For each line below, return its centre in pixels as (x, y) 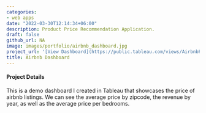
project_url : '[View (33, 52)
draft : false (23, 35)
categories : (21, 12)
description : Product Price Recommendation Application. (81, 29)
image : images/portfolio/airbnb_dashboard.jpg (67, 46)
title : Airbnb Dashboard (38, 57)
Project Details (25, 77)
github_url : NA (26, 40)
